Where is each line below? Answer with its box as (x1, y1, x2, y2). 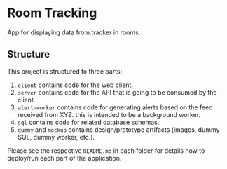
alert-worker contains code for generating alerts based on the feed (17, 103, 213, 111)
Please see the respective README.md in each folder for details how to (7, 146, 205, 155)
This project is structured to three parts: (7, 67, 123, 75)
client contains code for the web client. (17, 81, 133, 89)
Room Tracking (7, 5, 97, 21)
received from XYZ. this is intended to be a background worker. (17, 110, 201, 119)
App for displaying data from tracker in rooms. (7, 28, 141, 36)
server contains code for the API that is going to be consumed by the (17, 88, 217, 96)
